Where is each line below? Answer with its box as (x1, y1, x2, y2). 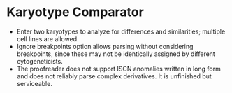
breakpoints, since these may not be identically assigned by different (16, 50, 216, 58)
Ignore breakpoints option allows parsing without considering (16, 42, 194, 50)
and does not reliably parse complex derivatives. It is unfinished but (16, 71, 212, 80)
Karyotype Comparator (6, 4, 144, 20)
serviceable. (16, 79, 53, 87)
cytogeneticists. (16, 57, 64, 65)
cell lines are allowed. (16, 34, 79, 43)
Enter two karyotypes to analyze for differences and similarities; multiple (16, 27, 226, 36)
